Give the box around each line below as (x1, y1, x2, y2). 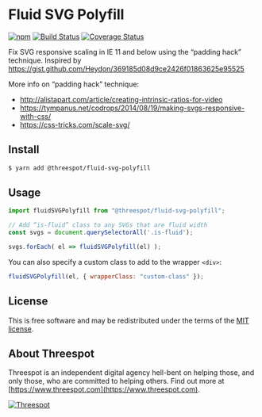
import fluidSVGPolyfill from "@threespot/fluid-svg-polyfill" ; (8, 207, 225, 215)
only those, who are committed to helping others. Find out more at (8, 377, 225, 386)
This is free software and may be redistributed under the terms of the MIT (8, 316, 249, 325)
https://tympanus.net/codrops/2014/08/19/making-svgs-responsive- (19, 103, 245, 113)
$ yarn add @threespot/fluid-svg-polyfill (8, 164, 151, 172)
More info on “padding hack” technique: (8, 79, 140, 89)
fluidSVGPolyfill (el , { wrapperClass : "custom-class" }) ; (8, 272, 204, 281)
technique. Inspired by (8, 55, 82, 65)
